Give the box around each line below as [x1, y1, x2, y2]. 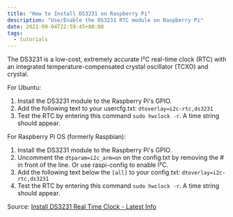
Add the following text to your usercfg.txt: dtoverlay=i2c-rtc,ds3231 [17, 104, 214, 113]
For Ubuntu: [7, 83, 42, 92]
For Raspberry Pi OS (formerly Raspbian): [7, 133, 127, 141]
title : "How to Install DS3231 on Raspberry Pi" [7, 10, 151, 17]
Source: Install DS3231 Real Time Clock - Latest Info [7, 202, 156, 211]
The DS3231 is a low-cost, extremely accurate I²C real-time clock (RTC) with [7, 55, 227, 63]
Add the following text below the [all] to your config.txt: [17, 168, 181, 177]
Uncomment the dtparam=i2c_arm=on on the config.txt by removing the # [17, 154, 225, 162]
